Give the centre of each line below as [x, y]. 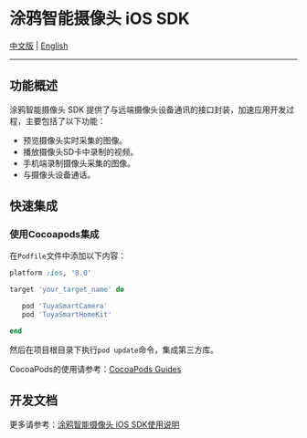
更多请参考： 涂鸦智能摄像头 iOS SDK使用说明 [95, 424]
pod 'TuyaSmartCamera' [64, 307]
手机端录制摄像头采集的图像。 [79, 163]
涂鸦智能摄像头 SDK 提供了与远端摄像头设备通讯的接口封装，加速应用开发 [148, 109]
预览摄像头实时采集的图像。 [75, 140]
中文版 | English [39, 46]
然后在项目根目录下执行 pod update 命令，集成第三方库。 [114, 349]
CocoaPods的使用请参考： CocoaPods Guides [95, 369]
